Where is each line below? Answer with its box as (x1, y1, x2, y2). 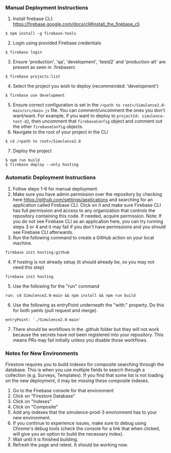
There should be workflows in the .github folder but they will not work (12, 326, 159, 332)
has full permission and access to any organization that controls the (12, 207, 156, 213)
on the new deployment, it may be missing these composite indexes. (5, 377, 150, 384)
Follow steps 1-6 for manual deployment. (12, 185, 99, 192)
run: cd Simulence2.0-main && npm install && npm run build (5, 293, 136, 298)
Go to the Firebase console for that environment (12, 387, 114, 393)
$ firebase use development (5, 93, 65, 98)
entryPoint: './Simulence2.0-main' (5, 317, 81, 322)
